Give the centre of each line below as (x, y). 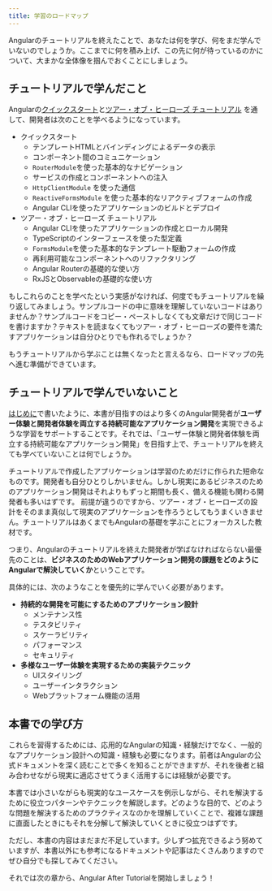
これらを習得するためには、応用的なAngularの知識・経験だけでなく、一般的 (135, 745)
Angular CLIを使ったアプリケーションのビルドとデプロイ (127, 208)
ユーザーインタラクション (75, 686)
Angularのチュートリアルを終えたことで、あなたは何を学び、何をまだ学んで (135, 40)
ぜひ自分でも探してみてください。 (65, 861)
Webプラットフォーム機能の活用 (86, 696)
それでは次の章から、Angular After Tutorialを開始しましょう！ (112, 878)
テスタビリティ (57, 625)
